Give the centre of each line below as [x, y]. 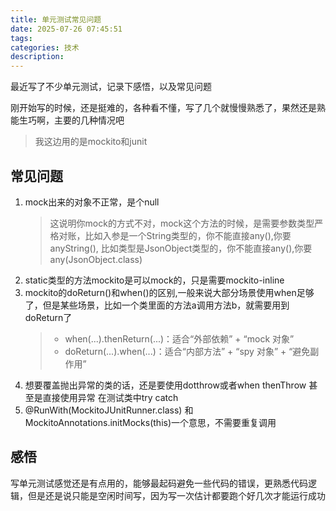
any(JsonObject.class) [96, 259]
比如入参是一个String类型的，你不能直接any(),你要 [188, 235]
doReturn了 [48, 317]
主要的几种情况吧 [89, 120]
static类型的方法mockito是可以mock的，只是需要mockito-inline [154, 280]
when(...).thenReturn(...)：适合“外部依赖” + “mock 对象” [179, 338]
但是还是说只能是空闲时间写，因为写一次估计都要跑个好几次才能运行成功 [176, 495]
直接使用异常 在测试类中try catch [110, 397]
